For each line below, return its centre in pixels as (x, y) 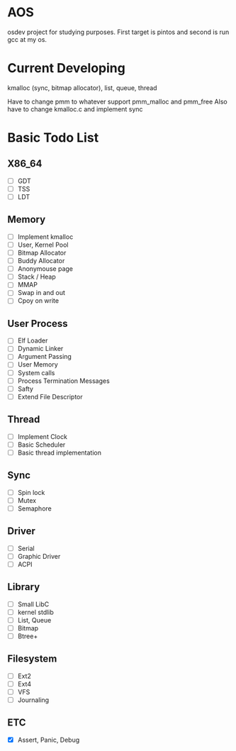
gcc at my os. (27, 39)
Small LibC (33, 604)
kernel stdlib (36, 612)
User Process (38, 323)
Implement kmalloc (45, 237)
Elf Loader (33, 340)
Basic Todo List (53, 138)
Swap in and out (41, 293)
